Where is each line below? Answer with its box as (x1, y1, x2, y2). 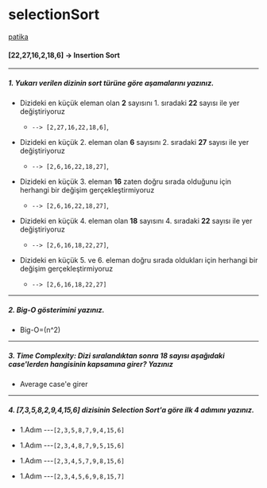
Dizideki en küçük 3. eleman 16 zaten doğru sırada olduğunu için (19, 177, 232, 186)
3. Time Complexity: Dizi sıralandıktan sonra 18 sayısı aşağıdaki (8, 350, 225, 360)
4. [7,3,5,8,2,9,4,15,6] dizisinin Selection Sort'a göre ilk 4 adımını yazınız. (8, 404, 255, 415)
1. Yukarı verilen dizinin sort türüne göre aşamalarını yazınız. (8, 78, 215, 88)
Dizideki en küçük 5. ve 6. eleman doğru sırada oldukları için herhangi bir (19, 256, 258, 265)
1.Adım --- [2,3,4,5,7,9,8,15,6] (19, 456, 125, 466)
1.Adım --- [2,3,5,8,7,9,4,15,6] (19, 425, 125, 435)
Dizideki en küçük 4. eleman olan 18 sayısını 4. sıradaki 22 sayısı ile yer (19, 217, 253, 226)
